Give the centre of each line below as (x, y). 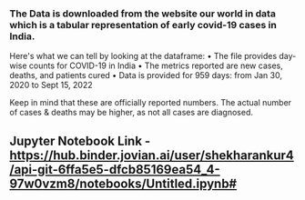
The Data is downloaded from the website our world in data (142, 14)
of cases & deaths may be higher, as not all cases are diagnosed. (131, 113)
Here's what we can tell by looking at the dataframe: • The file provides (143, 56)
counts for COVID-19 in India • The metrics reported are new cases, (156, 65)
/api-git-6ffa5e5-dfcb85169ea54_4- (115, 170)
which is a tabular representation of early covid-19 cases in (143, 25)
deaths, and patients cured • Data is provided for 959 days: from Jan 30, (146, 75)
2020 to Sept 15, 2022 (51, 85)
